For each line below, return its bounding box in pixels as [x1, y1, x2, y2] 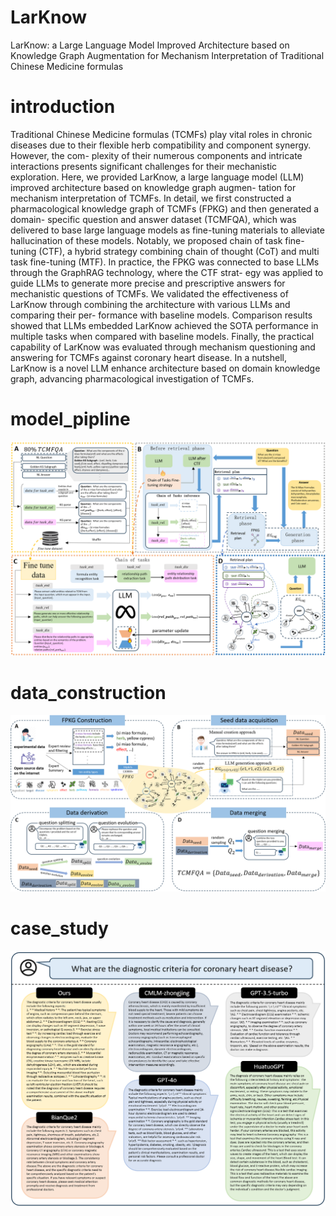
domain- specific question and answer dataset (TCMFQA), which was [10, 213, 297, 225]
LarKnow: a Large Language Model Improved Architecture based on [10, 39, 290, 51]
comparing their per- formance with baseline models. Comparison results [10, 309, 313, 321]
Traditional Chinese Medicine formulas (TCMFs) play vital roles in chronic [10, 128, 313, 140]
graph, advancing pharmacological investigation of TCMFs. [10, 372, 255, 385]
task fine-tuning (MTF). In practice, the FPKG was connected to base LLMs [10, 256, 320, 268]
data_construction [10, 681, 167, 704]
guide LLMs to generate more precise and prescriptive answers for [10, 277, 286, 289]
